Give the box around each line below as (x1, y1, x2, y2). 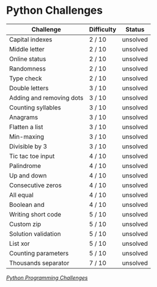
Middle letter (9, 45, 45, 53)
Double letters (9, 84, 49, 92)
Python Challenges (6, 4, 103, 17)
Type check (9, 74, 42, 83)
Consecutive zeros (9, 181, 62, 189)
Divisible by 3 (9, 142, 48, 150)
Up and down (9, 171, 47, 179)
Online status (9, 54, 47, 63)
